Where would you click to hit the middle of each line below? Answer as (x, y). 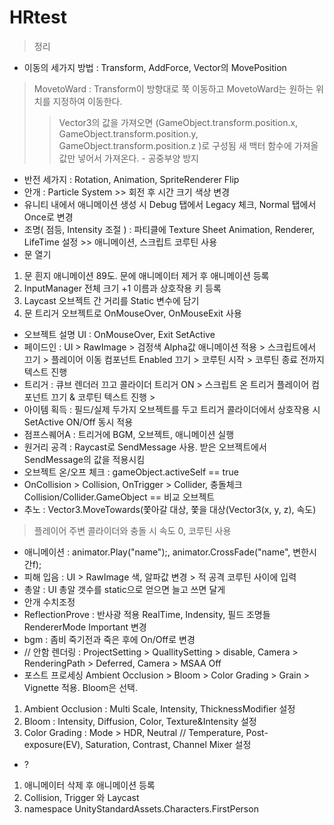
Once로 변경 (48, 217)
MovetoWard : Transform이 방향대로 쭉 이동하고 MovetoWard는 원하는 (173, 88)
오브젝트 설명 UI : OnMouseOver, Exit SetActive (119, 334)
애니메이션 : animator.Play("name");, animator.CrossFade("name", (157, 552)
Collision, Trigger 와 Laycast (81, 797)
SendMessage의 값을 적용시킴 (84, 459)
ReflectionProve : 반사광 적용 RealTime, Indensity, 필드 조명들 (147, 614)
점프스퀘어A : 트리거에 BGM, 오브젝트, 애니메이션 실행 (129, 434)
